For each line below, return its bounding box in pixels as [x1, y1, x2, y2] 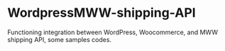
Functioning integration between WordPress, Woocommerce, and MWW [7, 28, 219, 36]
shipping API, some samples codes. [7, 35, 112, 43]
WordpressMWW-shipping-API [7, 5, 197, 21]
